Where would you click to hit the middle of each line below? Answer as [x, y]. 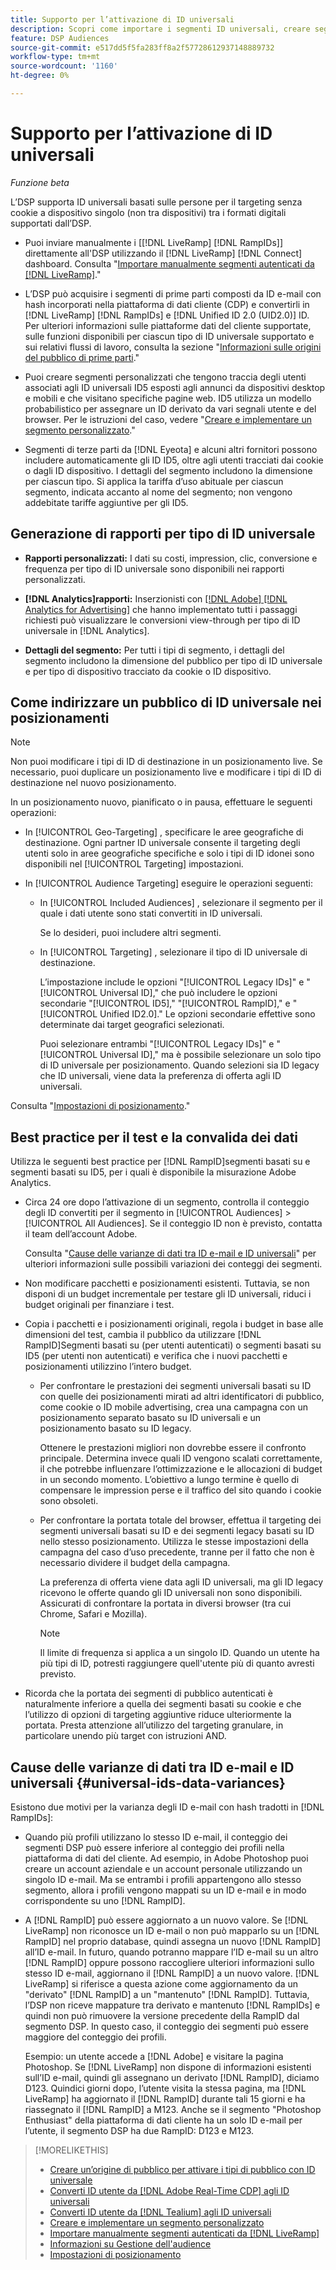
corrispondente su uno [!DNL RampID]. [105, 1901]
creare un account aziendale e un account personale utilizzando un [163, 1869]
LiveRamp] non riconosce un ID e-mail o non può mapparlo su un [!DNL [172, 1931]
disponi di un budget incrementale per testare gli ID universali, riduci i [168, 1294]
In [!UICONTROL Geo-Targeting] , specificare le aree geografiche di [164, 832]
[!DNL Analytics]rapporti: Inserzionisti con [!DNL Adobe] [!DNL [156, 598]
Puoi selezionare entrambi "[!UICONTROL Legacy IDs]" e [157, 1044]
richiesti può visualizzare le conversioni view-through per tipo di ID [162, 620]
